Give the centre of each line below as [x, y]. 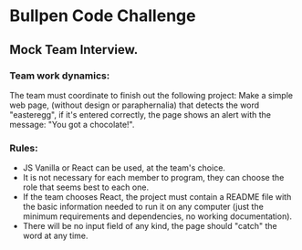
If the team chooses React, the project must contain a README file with [157, 197]
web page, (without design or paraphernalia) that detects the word [135, 105]
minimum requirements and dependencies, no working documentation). [157, 216]
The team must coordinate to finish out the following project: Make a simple [151, 95]
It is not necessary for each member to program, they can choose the [153, 178]
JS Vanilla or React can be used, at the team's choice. [124, 168]
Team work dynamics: [60, 76]
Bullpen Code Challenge [103, 16]
